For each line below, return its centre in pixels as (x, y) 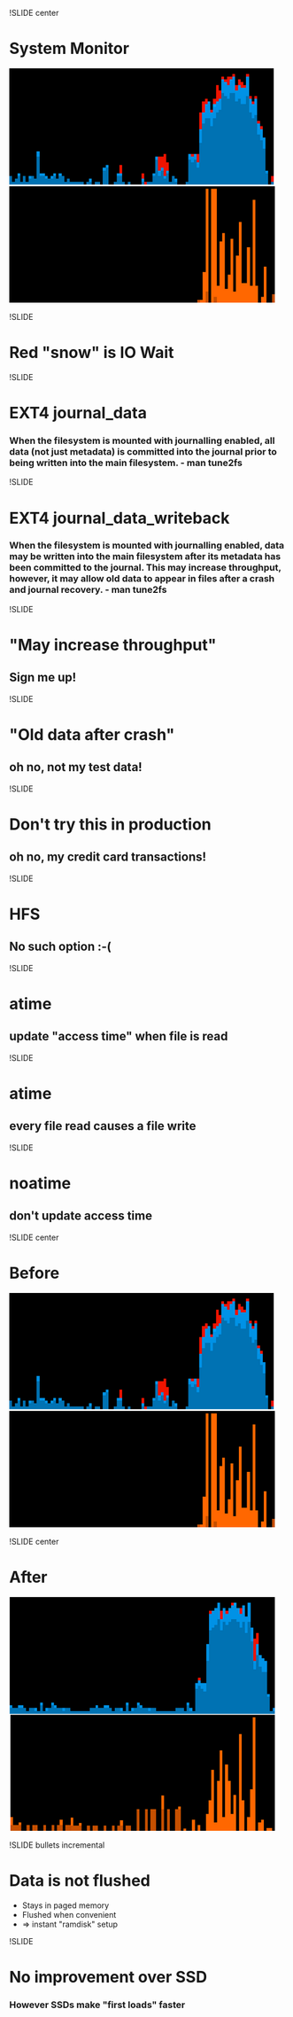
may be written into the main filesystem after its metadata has (145, 557)
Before (35, 1273)
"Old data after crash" (92, 735)
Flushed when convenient (69, 1914)
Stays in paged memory (66, 1905)
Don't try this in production (111, 825)
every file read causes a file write (103, 1126)
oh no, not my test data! (76, 767)
